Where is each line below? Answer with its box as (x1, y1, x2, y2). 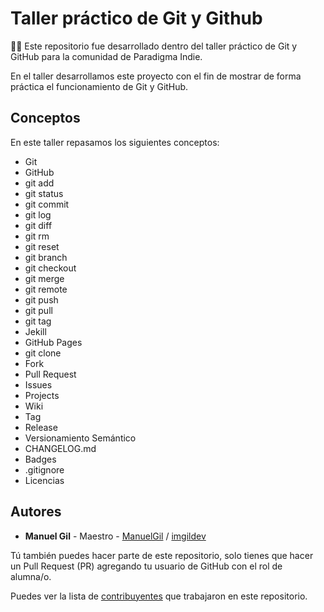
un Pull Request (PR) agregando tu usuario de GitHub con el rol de (10, 560, 283, 572)
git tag (24, 315, 52, 327)
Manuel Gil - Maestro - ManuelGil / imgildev (24, 530, 207, 542)
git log (24, 208, 52, 221)
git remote (24, 283, 68, 295)
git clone (24, 347, 62, 359)
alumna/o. (10, 570, 52, 582)
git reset (24, 240, 60, 252)
